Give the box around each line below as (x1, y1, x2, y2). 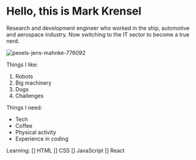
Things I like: (6, 61, 38, 68)
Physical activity (15, 128, 57, 136)
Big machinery (15, 79, 52, 86)
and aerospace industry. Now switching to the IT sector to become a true (6, 30, 190, 38)
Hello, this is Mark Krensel (6, 4, 142, 18)
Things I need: (6, 103, 43, 111)
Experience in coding (15, 135, 69, 142)
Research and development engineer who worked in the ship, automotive (6, 24, 190, 32)
